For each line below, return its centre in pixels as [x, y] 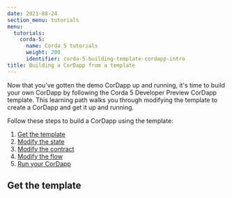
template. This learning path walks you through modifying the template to [113, 100]
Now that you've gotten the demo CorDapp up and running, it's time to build [116, 85]
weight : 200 [43, 53]
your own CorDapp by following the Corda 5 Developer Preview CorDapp [112, 92]
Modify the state [41, 141]
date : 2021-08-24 [32, 14]
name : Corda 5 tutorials [62, 46]
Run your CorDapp [44, 163]
